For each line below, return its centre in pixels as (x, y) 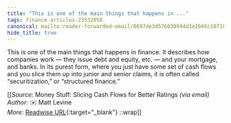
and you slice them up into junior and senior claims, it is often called (103, 74)
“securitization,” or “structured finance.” (64, 81)
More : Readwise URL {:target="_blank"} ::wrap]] (75, 112)
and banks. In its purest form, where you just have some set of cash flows (112, 67)
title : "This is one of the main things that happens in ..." (98, 13)
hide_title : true (32, 33)
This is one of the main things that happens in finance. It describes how (108, 52)
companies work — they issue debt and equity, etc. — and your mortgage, (112, 60)
